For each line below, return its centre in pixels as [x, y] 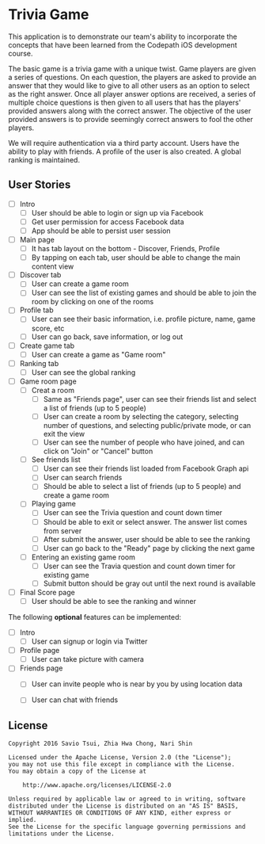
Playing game [54, 504]
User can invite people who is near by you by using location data [137, 684]
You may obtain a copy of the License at [78, 771]
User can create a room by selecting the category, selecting [141, 416]
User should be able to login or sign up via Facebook [117, 212]
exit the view [64, 434]
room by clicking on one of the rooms [93, 302]
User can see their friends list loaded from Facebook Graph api [146, 468]
